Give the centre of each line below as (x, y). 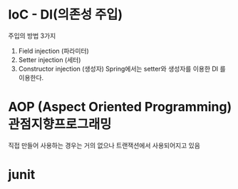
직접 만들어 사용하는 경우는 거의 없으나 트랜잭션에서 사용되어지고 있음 (104, 145)
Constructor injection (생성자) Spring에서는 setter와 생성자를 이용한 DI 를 (122, 68)
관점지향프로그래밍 (60, 124)
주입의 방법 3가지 (32, 36)
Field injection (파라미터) (54, 51)
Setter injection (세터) (50, 60)
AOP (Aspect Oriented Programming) (120, 107)
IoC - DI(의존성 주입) (66, 15)
